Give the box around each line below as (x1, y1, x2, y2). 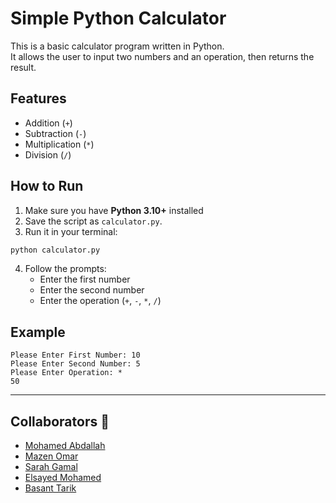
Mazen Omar (24, 450, 79, 462)
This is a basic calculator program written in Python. (10, 40, 225, 52)
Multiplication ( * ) (24, 138, 95, 150)
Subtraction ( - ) (24, 127, 87, 139)
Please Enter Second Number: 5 (10, 359, 141, 369)
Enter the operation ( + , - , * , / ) (39, 295, 162, 307)
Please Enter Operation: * (10, 368, 123, 378)
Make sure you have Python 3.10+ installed (24, 204, 204, 216)
